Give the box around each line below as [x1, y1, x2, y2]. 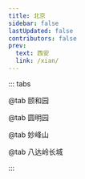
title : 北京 [8, 11, 46, 20]
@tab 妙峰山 [8, 130, 50, 139]
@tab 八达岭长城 [8, 147, 63, 156]
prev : [8, 42, 26, 50]
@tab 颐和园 [8, 95, 50, 105]
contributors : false [8, 34, 78, 43]
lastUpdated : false [8, 27, 74, 35]
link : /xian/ [15, 57, 59, 65]
